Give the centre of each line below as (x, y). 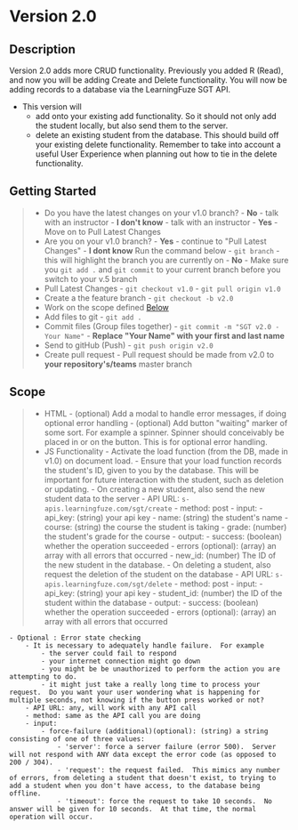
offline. (25, 794)
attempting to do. (43, 677)
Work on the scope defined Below (106, 307)
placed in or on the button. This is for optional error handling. (156, 441)
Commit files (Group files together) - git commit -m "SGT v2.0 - (162, 326)
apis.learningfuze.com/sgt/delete (108, 584)
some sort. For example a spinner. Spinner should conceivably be (164, 432)
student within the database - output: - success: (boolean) (152, 602)
